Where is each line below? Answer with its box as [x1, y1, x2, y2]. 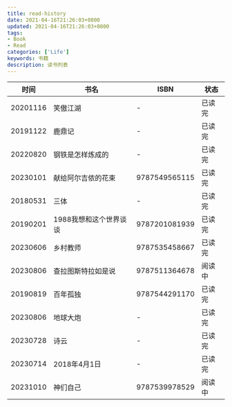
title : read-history [7, 10, 67, 17]
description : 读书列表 [7, 61, 68, 68]
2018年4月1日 [53, 359, 101, 369]
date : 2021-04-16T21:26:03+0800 [7, 17, 100, 23]
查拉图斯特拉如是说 [53, 266, 116, 276]
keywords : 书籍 [7, 55, 49, 62]
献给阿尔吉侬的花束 [53, 173, 116, 183]
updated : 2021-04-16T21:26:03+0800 [7, 23, 110, 30]
